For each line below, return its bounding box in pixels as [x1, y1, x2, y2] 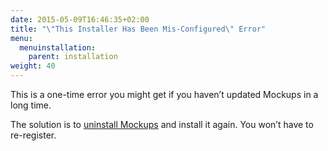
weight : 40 [10, 61, 56, 71]
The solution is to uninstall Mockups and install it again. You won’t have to [10, 119, 314, 130]
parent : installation [28, 52, 118, 62]
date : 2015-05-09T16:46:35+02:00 [10, 14, 150, 25]
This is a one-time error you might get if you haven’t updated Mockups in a [10, 89, 319, 100]
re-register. [10, 129, 57, 141]
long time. [10, 99, 52, 111]
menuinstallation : [19, 42, 97, 53]
